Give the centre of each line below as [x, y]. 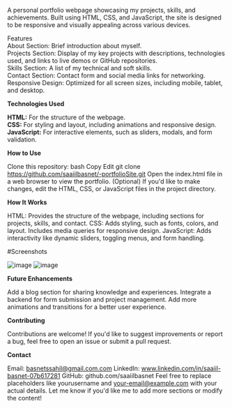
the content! [25, 398]
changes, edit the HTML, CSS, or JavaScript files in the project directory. [111, 189]
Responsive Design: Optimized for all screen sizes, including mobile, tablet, [115, 83]
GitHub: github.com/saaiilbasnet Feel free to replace [137, 376]
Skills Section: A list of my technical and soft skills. [79, 68]
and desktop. [26, 90]
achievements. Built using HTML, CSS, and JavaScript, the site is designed [114, 17]
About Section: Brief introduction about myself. [75, 46]
